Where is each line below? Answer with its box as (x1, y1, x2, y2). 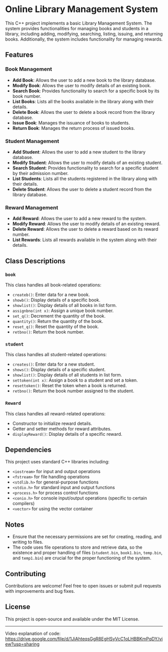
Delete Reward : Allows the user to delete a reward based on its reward (12, 226, 158, 232)
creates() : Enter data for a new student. (12, 361, 95, 367)
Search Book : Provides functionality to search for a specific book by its (12, 88, 159, 94)
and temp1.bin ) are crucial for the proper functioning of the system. (12, 555, 151, 561)
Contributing (5, 569, 46, 578)
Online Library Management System (5, 4, 158, 15)
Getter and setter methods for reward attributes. (12, 425, 111, 432)
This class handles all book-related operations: (5, 282, 101, 288)
